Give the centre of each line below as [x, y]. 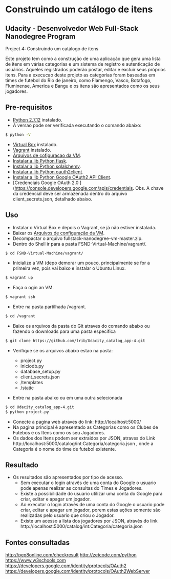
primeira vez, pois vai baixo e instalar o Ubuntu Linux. [69, 268]
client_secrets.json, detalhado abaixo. [52, 199]
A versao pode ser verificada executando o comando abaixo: [77, 125]
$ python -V [18, 134]
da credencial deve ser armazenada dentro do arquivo [70, 193]
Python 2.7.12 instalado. [37, 119]
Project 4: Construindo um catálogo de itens [52, 49]
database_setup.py [40, 371]
